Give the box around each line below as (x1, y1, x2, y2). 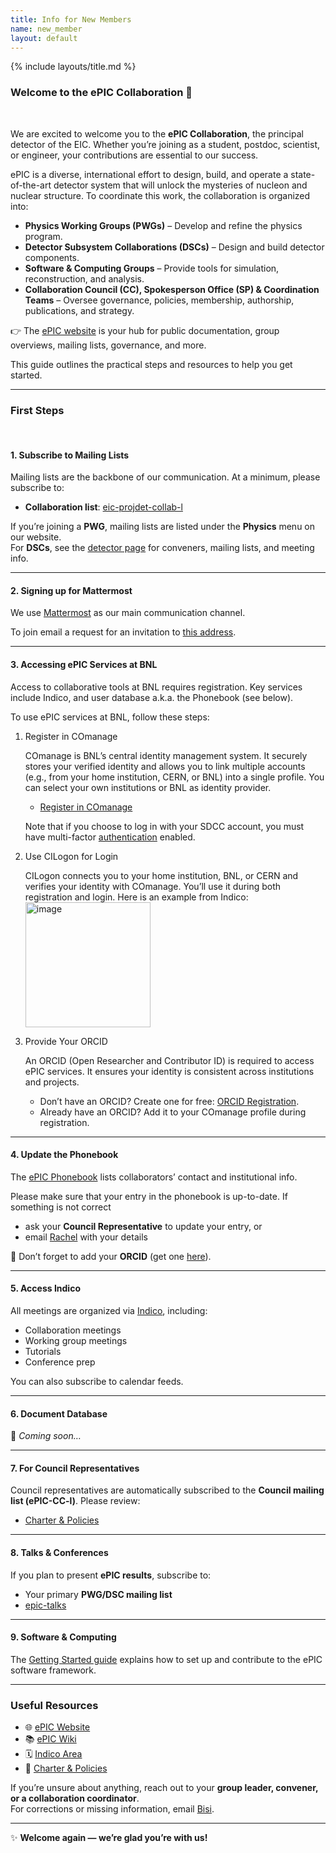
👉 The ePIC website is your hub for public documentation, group (10, 324, 280, 336)
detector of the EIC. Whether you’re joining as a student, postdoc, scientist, (10, 138, 320, 150)
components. (24, 251, 80, 263)
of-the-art (10, 179, 52, 191)
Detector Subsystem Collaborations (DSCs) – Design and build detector (24, 241, 325, 253)
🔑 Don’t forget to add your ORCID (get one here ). (10, 1250, 212, 1262)
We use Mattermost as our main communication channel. (10, 607, 246, 619)
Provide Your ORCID (24, 1035, 108, 1047)
